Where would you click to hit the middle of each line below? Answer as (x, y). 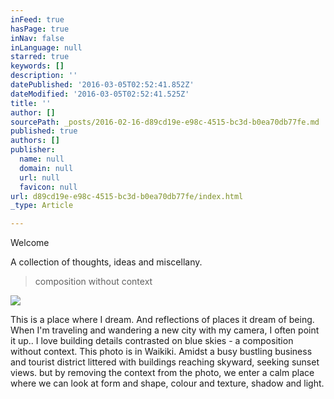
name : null (42, 159)
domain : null (46, 168)
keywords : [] (37, 66)
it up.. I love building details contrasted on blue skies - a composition (152, 341)
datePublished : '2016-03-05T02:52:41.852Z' (102, 85)
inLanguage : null (46, 47)
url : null (39, 177)
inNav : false (37, 38)
